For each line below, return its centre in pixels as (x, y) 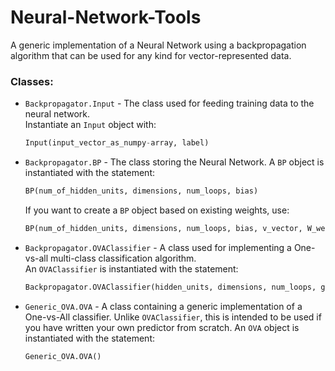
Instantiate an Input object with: (90, 125)
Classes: (32, 81)
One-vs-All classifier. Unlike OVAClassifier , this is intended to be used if (173, 317)
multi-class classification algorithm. (123, 258)
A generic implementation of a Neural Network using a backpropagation (158, 45)
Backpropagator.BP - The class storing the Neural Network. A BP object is (174, 162)
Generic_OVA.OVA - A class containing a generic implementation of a (163, 306)
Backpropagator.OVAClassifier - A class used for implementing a (158, 247)
